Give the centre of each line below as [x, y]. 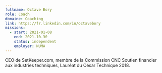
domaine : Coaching [24, 19]
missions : [15, 28]
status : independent [35, 42]
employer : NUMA [30, 46]
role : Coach [17, 14]
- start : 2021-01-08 [31, 32]
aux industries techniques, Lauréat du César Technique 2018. [68, 65]
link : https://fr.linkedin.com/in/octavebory [53, 23]
